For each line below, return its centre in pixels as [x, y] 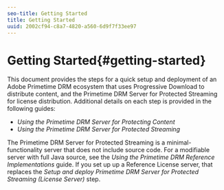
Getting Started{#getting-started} [107, 60]
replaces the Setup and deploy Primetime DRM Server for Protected [103, 172]
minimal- [179, 142]
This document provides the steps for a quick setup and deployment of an [112, 79]
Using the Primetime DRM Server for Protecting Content [96, 122]
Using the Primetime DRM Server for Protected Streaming [99, 129]
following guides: [32, 109]
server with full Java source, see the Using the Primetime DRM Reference [111, 157]
